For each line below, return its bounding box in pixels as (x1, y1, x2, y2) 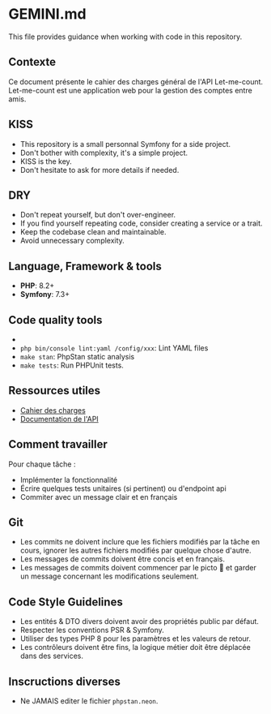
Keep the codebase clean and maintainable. (19, 227, 167, 237)
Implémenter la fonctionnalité (19, 475, 118, 484)
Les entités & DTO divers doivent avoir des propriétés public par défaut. (19, 617, 259, 626)
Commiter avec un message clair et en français (19, 492, 178, 501)
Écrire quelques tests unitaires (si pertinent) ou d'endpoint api (19, 484, 227, 493)
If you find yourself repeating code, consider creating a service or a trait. (19, 218, 263, 228)
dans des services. (19, 651, 83, 661)
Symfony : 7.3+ (19, 290, 70, 299)
